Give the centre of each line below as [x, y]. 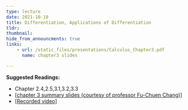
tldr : [13, 28]
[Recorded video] [36, 101]
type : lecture [24, 11]
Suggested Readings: [33, 77]
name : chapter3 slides [50, 55]
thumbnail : [19, 34]
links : [14, 45]
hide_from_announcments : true [43, 39]
